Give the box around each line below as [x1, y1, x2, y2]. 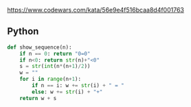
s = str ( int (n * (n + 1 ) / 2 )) [19, 63, 91, 70]
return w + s [19, 95, 57, 102]
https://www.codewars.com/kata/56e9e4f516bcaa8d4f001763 [7, 6, 184, 14]
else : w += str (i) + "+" [32, 88, 103, 95]
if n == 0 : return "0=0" [19, 50, 91, 57]
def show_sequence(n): [7, 44, 72, 51]
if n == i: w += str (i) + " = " [32, 82, 125, 89]
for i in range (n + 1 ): [19, 75, 81, 83]
